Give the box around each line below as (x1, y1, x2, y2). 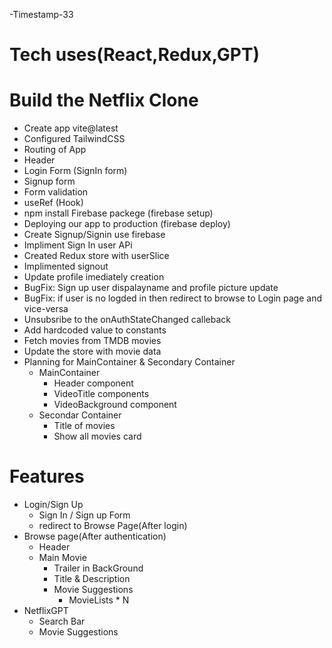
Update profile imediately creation (23, 271, 165, 283)
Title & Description (53, 573, 131, 585)
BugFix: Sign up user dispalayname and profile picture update (23, 282, 279, 294)
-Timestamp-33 (9, 9, 74, 20)
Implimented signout (23, 260, 109, 273)
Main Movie (38, 552, 87, 564)
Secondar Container (38, 409, 122, 421)
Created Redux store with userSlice (23, 250, 170, 262)
